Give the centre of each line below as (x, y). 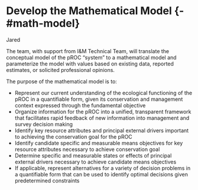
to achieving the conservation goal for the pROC (74, 136)
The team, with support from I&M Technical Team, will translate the (88, 51)
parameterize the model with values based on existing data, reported (90, 64)
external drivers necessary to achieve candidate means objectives (95, 162)
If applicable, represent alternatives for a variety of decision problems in (103, 168)
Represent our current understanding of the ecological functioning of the (103, 93)
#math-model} (43, 23)
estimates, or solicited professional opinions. (61, 70)
